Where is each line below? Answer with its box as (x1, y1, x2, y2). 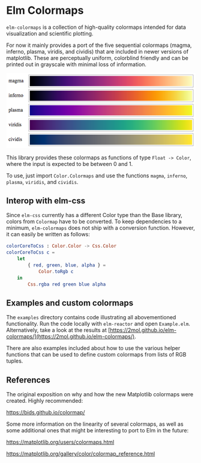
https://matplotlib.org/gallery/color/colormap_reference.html (6, 450, 155, 458)
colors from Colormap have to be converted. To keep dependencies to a (6, 218, 182, 225)
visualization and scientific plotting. (6, 29, 94, 37)
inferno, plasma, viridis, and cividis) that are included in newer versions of (6, 48, 189, 55)
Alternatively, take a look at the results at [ (6, 327, 110, 334)
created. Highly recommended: (6, 397, 83, 405)
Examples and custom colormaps (6, 298, 134, 308)
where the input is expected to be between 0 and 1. (6, 160, 133, 167)
